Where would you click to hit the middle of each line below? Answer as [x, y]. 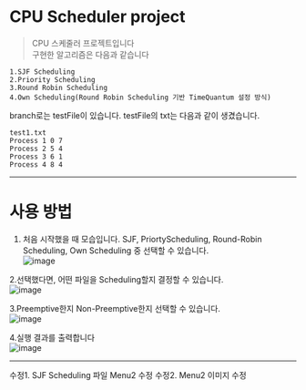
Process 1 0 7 [36, 140]
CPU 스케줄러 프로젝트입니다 [83, 43]
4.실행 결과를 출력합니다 [52, 337]
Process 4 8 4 [36, 164]
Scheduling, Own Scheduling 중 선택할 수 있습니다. [116, 250]
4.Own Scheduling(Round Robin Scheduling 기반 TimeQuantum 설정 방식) [140, 97]
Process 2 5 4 [36, 149]
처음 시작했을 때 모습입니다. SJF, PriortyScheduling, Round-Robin [142, 239]
